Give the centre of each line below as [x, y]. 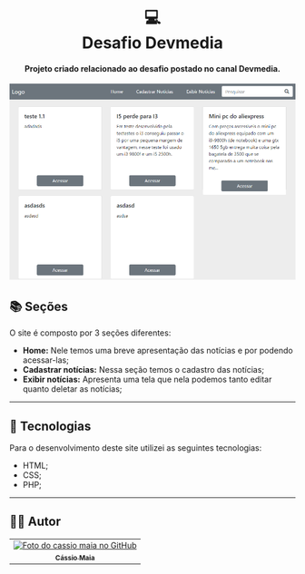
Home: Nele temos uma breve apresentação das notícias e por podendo [157, 351]
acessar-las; [46, 360]
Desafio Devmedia [152, 43]
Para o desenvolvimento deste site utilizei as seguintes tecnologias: [136, 448]
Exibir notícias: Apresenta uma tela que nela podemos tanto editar [147, 379]
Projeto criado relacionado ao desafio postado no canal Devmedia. [152, 68]
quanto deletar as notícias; [72, 389]
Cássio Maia [75, 558]
